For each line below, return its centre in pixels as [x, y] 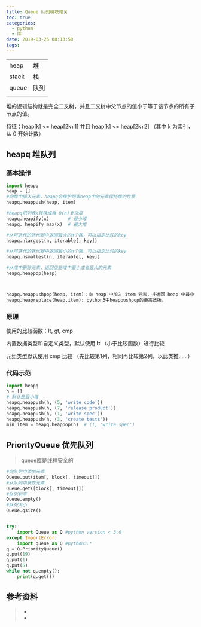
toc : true [19, 17]
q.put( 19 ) [19, 554]
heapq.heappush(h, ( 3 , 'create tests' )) [57, 419]
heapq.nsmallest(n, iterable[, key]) [53, 257]
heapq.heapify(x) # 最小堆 [46, 219]
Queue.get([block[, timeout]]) [45, 488]
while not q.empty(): [33, 571]
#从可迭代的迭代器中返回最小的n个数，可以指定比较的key [66, 252]
